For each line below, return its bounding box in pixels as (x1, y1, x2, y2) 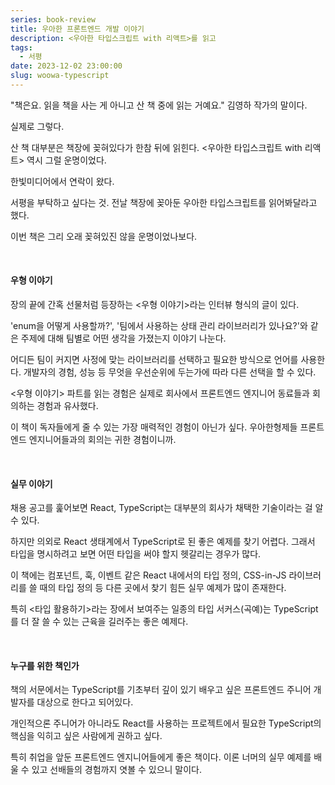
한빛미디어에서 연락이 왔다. (10, 175, 115, 187)
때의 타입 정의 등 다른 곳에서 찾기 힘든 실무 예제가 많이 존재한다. (39, 582, 287, 594)
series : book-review (10, 14, 97, 25)
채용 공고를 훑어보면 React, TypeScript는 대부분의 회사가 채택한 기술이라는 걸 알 (10, 502, 324, 514)
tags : (10, 42, 33, 53)
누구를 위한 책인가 (10, 659, 80, 671)
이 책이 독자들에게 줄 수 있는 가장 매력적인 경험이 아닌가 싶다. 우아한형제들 (10, 421, 298, 433)
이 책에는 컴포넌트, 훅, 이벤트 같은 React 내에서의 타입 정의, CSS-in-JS (10, 569, 287, 581)
